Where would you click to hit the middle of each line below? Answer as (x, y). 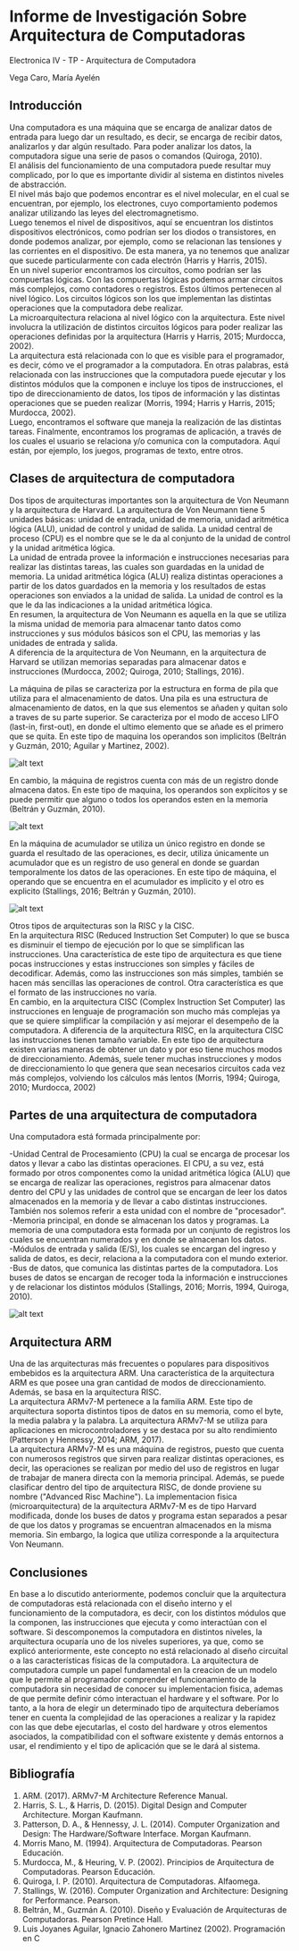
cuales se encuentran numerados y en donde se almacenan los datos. (138, 1240)
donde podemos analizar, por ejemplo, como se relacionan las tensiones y (146, 241)
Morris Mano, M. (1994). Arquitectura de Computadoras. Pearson (142, 1843)
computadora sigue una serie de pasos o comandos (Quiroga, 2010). (136, 156)
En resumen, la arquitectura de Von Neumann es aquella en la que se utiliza (148, 614)
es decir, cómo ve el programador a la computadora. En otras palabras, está (149, 365)
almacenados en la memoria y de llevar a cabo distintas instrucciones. (138, 1201)
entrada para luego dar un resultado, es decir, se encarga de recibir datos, (146, 137)
